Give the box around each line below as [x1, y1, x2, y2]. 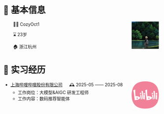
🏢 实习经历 [3, 64, 46, 76]
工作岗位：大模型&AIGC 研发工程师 [17, 89, 89, 95]
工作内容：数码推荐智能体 [17, 95, 70, 102]
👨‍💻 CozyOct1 [12, 21, 40, 27]
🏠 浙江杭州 [12, 43, 37, 50]
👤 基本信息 [3, 4, 46, 16]
